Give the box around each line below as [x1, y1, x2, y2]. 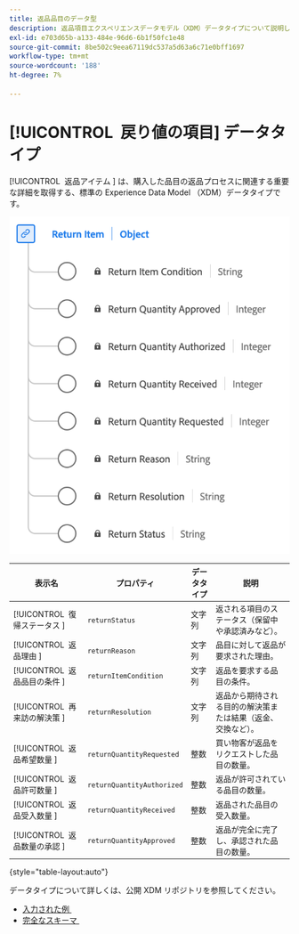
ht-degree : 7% [9, 71, 62, 80]
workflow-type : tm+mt [9, 52, 90, 61]
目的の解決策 [223, 701, 271, 711]
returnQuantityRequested [87, 750, 180, 759]
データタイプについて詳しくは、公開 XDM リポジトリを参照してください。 [9, 885, 280, 896]
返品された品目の [215, 799, 279, 809]
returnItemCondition [87, 672, 164, 681]
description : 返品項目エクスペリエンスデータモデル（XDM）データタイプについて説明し [9, 23, 291, 33]
